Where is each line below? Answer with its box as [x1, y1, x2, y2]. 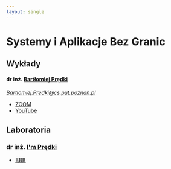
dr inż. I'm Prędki [6, 142, 57, 151]
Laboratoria [6, 124, 51, 135]
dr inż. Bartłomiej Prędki [6, 75, 68, 83]
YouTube [15, 107, 37, 115]
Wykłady [6, 59, 41, 69]
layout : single [6, 8, 45, 15]
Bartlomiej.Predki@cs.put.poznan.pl [6, 89, 96, 97]
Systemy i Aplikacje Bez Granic [6, 34, 166, 48]
